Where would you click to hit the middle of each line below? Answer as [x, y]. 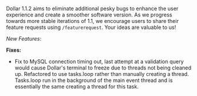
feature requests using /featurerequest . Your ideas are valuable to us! [91, 27]
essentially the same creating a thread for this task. [77, 87]
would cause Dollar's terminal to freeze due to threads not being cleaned [103, 68]
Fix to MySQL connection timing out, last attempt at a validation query [99, 62]
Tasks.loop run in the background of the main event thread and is [94, 80]
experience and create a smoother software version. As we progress [89, 15]
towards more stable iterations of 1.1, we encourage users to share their [93, 21]
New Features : [24, 39]
